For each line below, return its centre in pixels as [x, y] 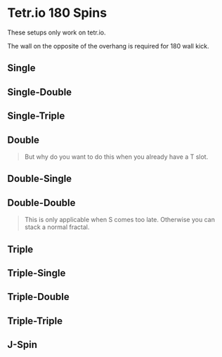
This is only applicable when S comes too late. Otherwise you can [120, 220]
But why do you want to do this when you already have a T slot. [116, 157]
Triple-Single [37, 273]
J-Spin [22, 345]
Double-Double [41, 203]
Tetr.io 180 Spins [57, 13]
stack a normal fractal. [57, 227]
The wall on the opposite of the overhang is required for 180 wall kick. [108, 46]
